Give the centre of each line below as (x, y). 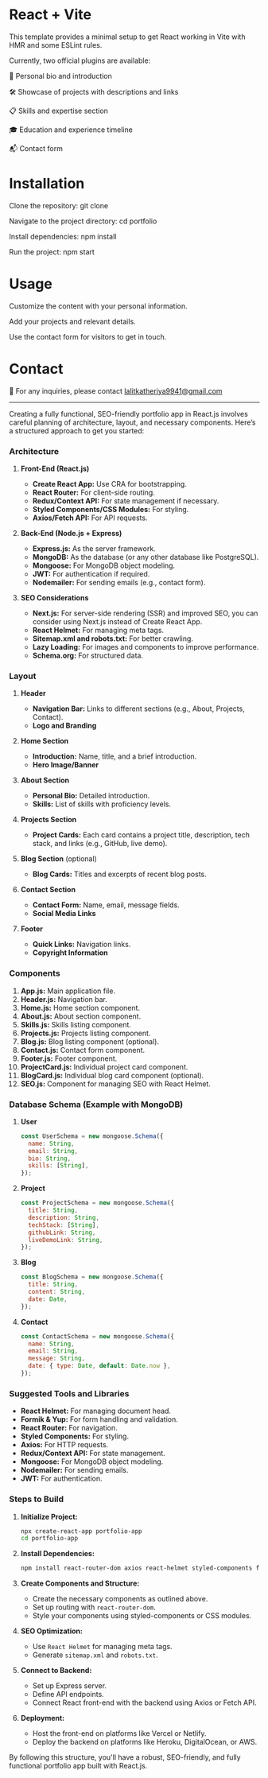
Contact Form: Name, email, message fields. (106, 905)
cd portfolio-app (49, 1539)
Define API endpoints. (68, 1695)
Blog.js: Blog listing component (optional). (90, 1041)
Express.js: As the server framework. (94, 549)
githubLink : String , (62, 1233)
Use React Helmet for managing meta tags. (103, 1647)
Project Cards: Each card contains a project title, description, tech (141, 835)
